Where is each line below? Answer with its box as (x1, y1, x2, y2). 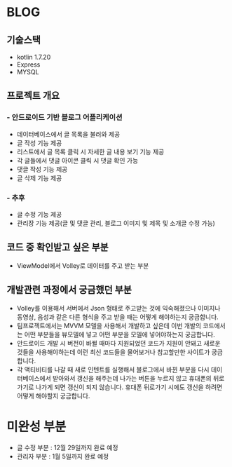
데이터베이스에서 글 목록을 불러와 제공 (16, 130, 121, 138)
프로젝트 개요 (6, 90, 60, 102)
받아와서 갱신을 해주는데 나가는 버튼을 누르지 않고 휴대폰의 (53, 374, 212, 382)
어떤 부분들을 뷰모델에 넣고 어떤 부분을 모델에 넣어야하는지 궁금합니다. (24, 330, 215, 339)
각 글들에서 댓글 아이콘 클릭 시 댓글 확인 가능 (16, 156, 139, 165)
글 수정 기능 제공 (16, 210, 62, 218)
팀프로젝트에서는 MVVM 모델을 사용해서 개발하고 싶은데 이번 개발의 (16, 321, 201, 330)
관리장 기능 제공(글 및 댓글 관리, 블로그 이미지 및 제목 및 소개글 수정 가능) (16, 219, 215, 227)
